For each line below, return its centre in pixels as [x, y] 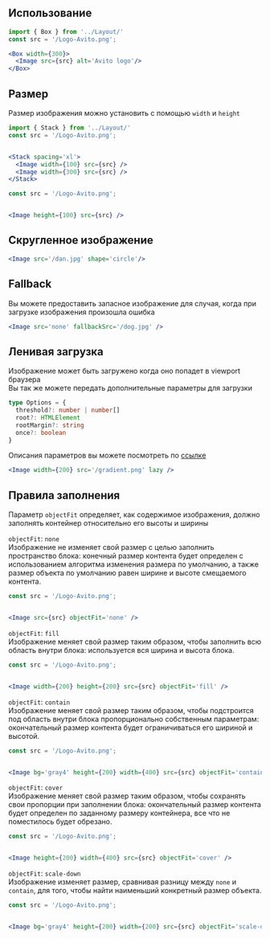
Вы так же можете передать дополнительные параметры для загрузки [131, 388]
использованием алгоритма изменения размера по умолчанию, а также [134, 564]
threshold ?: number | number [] [68, 410]
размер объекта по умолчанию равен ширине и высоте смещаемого [127, 573]
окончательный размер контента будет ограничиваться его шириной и [131, 728]
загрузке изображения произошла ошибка [82, 312]
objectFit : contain [39, 702]
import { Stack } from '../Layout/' [70, 128]
